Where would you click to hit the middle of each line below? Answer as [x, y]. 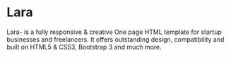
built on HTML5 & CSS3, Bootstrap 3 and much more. [84, 47]
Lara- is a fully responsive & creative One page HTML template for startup [114, 32]
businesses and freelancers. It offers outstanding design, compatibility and [115, 39]
